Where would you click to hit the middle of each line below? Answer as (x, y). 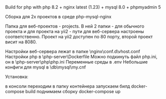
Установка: (17, 77)
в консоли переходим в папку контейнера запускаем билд (68, 86)
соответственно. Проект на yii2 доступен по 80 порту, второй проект (79, 37)
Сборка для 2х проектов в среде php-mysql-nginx (58, 16)
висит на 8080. (21, 42)
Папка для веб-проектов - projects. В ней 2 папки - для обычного (75, 26)
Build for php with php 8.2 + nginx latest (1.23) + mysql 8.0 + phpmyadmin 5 (83, 7)
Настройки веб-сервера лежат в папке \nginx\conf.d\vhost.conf (73, 51)
